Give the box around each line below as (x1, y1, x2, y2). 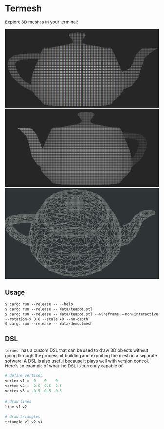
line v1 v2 (5, 404, 27, 409)
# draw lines (5, 399, 32, 404)
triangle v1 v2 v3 (5, 420, 42, 425)
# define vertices (5, 373, 42, 378)
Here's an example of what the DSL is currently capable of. (5, 363, 123, 369)
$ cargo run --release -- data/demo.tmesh (5, 321, 93, 326)
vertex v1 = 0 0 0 (5, 378, 58, 384)
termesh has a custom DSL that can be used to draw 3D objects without (5, 347, 149, 353)
